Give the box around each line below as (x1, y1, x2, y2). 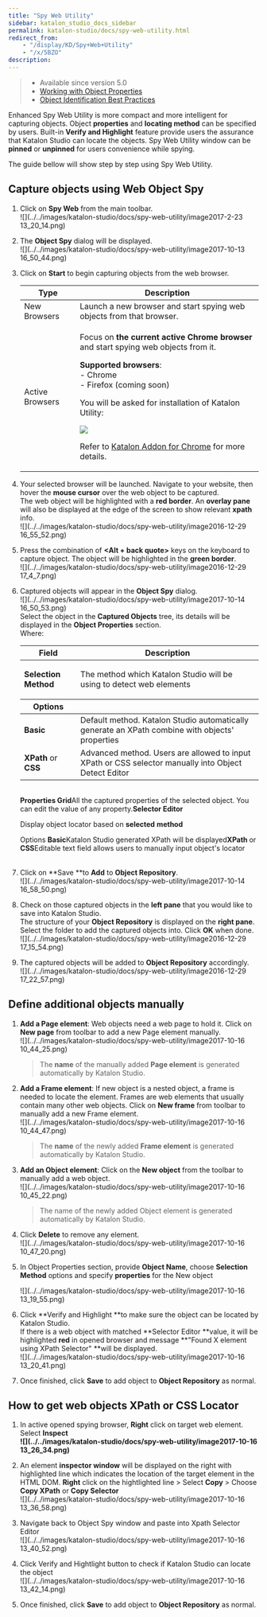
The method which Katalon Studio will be (80, 668, 233, 680)
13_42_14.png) (19, 1584, 66, 1594)
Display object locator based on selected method (19, 819, 184, 828)
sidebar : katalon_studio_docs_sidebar (8, 19, 137, 27)
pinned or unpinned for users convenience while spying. (8, 144, 195, 154)
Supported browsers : (79, 359, 162, 370)
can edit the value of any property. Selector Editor (19, 804, 184, 813)
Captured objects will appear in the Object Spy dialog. (19, 586, 198, 595)
